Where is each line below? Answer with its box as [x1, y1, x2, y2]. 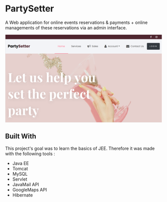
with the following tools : [5, 150, 56, 157]
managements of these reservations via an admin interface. [5, 24, 127, 30]
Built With [5, 132, 36, 141]
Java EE [12, 160, 29, 166]
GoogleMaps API [12, 187, 47, 193]
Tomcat [12, 165, 28, 172]
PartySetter [5, 3, 54, 14]
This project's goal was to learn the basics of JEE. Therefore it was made [5, 145, 155, 151]
